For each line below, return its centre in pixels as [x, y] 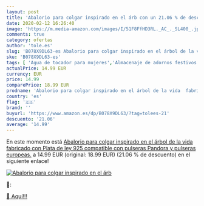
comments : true [25, 35]
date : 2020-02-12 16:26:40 [40, 23]
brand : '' [19, 108]
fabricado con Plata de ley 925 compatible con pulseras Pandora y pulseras [101, 148]
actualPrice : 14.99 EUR [36, 68]
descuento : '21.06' [31, 119]
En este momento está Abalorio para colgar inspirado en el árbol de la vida [100, 142]
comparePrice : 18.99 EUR [38, 85]
